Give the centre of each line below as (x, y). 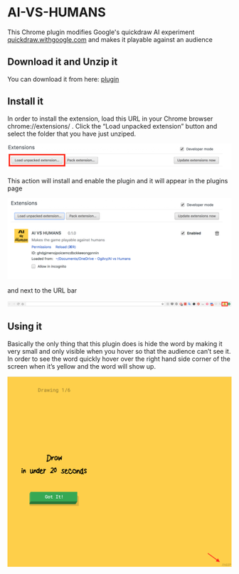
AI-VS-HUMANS (57, 12)
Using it (25, 326)
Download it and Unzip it (63, 62)
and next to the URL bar (42, 290)
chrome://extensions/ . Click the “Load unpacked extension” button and (112, 126)
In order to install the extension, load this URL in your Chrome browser (110, 119)
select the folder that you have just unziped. (72, 134)
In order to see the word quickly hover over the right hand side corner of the (119, 359)
